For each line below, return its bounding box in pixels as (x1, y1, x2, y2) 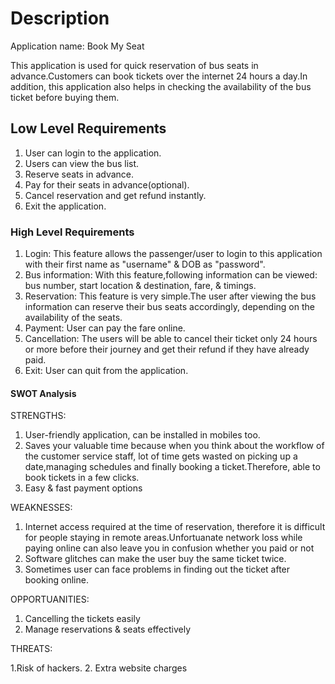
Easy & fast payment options (24, 482, 143, 494)
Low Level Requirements (10, 120, 167, 137)
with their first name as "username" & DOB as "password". (24, 258, 266, 271)
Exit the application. (24, 200, 107, 212)
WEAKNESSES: (10, 502, 73, 514)
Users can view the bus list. (24, 157, 140, 169)
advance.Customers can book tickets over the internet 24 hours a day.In (10, 70, 308, 82)
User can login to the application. (24, 147, 162, 159)
